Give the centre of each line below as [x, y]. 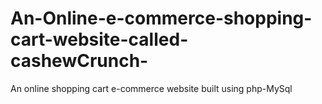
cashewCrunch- [79, 61]
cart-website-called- [99, 39]
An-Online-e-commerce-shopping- [161, 18]
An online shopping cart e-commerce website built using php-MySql [151, 88]
